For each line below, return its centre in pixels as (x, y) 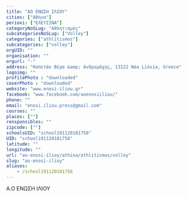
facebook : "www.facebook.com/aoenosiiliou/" (62, 94)
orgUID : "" (20, 50)
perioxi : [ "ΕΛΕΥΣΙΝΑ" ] (34, 23)
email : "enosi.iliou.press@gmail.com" (54, 105)
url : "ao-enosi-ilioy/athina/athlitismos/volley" (69, 155)
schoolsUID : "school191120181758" (49, 133)
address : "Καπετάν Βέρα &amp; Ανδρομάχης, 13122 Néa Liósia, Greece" (94, 67)
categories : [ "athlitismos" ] (42, 39)
